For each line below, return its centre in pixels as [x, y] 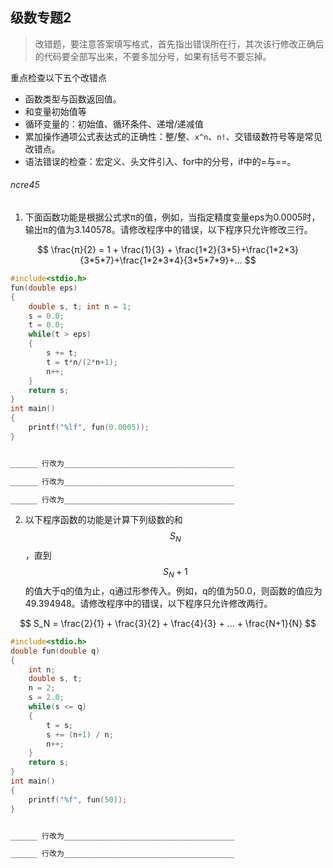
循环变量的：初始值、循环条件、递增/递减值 [114, 124]
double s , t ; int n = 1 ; [80, 306]
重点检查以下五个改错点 [58, 77]
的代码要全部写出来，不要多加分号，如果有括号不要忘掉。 [153, 56]
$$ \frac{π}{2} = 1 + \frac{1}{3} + [104, 250]
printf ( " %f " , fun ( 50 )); [78, 799]
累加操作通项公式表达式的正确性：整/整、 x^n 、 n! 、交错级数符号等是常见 [173, 136]
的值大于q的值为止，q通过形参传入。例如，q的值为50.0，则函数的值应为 [173, 590]
